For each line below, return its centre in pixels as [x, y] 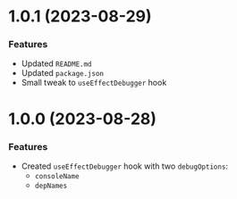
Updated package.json [63, 73]
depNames [51, 186]
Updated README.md [56, 63]
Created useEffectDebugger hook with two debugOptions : [125, 166]
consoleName [57, 176]
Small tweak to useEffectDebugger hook [94, 83]
